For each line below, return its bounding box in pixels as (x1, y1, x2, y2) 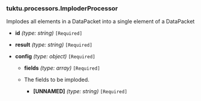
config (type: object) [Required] (14, 53, 95, 60)
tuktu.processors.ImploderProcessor (6, 4, 118, 13)
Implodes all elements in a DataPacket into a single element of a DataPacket (6, 18, 195, 25)
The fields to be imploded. (24, 76, 89, 84)
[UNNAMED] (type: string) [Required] (33, 88, 128, 95)
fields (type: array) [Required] (24, 64, 101, 72)
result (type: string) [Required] (14, 41, 92, 49)
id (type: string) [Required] (14, 29, 83, 37)
